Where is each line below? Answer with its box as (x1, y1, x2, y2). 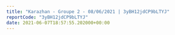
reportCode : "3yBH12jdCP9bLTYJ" (6, 14, 88, 20)
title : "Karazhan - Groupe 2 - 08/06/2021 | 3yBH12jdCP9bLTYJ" (6, 8, 170, 15)
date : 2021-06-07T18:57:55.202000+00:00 (6, 20, 111, 26)
